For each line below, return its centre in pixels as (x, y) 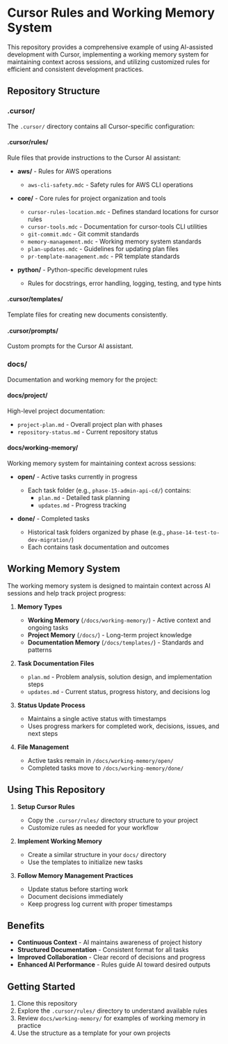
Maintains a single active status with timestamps (97, 718)
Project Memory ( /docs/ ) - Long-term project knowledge (110, 635)
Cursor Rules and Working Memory (111, 13)
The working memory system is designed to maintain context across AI (109, 585)
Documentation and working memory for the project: (83, 379)
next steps (43, 733)
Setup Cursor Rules (46, 806)
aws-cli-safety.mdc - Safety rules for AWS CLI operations (110, 184)
